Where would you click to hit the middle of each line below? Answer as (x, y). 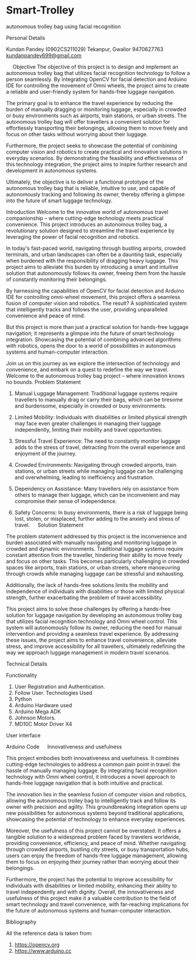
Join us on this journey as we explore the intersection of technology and (93, 363)
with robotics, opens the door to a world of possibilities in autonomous (91, 345)
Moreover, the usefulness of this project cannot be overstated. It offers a (94, 830)
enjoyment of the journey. (46, 453)
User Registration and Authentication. (60, 686)
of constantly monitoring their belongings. (56, 279)
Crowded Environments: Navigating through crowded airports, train (95, 464)
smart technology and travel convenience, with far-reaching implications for (97, 904)
